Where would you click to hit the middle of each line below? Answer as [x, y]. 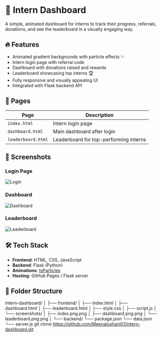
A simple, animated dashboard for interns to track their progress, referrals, [81, 24]
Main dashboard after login [84, 131]
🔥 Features [22, 45]
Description [100, 115]
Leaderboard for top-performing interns [100, 139]
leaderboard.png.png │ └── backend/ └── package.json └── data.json [79, 319]
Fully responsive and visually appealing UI [55, 80]
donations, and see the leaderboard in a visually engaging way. [69, 29]
